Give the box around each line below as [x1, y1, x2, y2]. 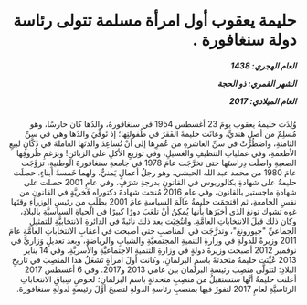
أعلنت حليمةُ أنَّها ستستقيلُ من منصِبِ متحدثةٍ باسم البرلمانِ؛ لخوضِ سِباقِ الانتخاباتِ [20, 274, 297, 285]
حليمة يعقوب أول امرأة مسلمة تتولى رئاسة [13, 10, 297, 31]
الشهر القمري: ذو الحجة [217, 78, 297, 89]
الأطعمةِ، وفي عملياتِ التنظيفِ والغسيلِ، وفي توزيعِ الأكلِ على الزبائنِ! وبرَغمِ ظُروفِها [16, 148, 297, 159]
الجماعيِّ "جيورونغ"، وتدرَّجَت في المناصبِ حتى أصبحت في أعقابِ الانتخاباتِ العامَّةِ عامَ [8, 226, 297, 237]
